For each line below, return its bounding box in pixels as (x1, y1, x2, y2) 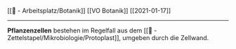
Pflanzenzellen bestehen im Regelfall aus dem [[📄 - (7, 26, 157, 35)
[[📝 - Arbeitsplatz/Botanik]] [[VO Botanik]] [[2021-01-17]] (7, 7, 171, 14)
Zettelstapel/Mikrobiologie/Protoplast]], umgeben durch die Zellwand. (7, 34, 209, 41)
